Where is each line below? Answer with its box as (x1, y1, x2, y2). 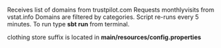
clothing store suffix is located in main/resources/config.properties (7, 33, 202, 41)
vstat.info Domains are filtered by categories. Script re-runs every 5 (7, 13, 200, 21)
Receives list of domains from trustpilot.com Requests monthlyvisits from (7, 6, 215, 14)
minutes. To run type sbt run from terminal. (7, 20, 129, 28)
